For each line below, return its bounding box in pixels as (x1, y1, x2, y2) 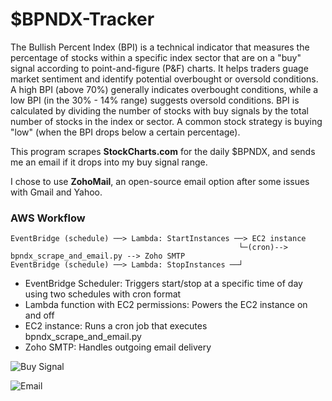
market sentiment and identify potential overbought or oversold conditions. (10, 73, 319, 85)
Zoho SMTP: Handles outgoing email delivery (24, 341, 212, 353)
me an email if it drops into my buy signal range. (10, 156, 208, 168)
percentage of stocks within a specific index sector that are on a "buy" (10, 51, 302, 63)
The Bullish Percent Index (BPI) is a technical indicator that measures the (10, 41, 310, 53)
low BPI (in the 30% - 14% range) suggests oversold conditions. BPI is (10, 94, 300, 106)
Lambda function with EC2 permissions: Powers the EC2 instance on (24, 299, 308, 311)
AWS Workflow (10, 211, 86, 225)
